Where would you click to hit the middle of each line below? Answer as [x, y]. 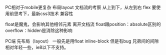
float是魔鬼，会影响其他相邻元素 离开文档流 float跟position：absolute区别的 [83, 24]
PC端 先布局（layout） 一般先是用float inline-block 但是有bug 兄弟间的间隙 [82, 41]
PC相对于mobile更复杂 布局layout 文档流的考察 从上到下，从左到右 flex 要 [81, 7]
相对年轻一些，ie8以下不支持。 [37, 47]
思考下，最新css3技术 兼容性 [43, 13]
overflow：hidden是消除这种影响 [39, 30]
